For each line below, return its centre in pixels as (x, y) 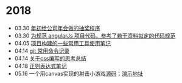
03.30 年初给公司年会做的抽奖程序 (58, 28)
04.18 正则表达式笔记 (41, 66)
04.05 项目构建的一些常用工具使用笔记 (62, 43)
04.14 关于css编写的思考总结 (50, 58)
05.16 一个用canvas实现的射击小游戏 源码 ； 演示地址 (79, 73)
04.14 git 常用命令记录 (42, 51)
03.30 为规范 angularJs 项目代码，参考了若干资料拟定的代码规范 (95, 35)
